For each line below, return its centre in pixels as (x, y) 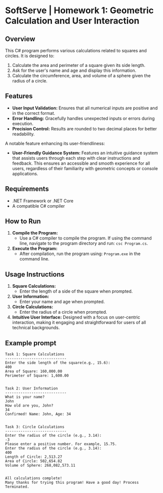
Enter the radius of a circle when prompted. (63, 312)
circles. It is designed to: (30, 56)
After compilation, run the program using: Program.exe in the (80, 254)
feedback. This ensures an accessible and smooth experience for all (81, 163)
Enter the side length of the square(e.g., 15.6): (58, 363)
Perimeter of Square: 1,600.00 (37, 376)
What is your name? (25, 397)
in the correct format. (34, 113)
